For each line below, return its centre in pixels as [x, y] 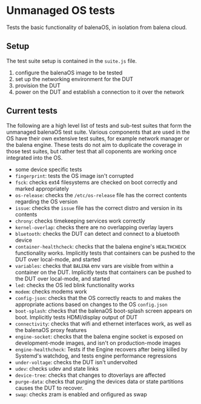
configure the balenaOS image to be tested [69, 73]
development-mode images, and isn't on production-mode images [98, 343]
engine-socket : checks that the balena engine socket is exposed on [99, 336]
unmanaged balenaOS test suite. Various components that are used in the [98, 132]
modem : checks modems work [51, 292]
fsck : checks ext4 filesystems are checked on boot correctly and [96, 182]
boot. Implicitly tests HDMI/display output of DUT [76, 317]
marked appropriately [42, 189]
